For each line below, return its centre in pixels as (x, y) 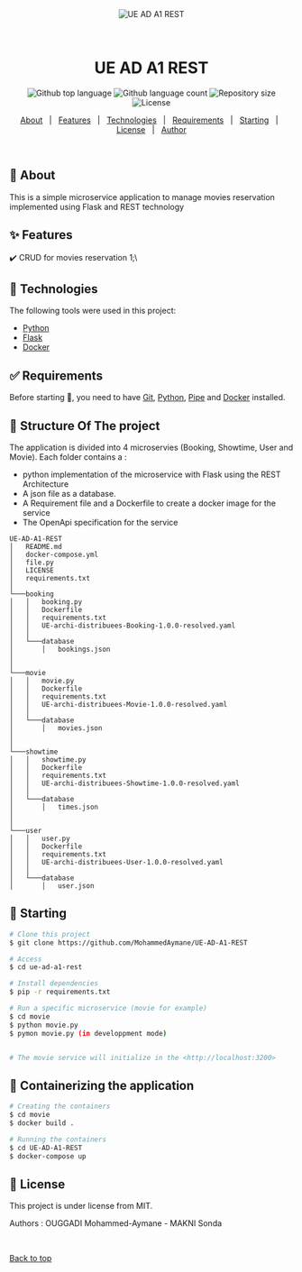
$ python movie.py (44, 1025)
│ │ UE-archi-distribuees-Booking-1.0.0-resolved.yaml (123, 626)
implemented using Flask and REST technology (97, 206)
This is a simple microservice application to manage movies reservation (142, 197)
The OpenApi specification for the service (100, 522)
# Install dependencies (54, 984)
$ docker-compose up (48, 1156)
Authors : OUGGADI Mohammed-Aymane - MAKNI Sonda (116, 1223)
